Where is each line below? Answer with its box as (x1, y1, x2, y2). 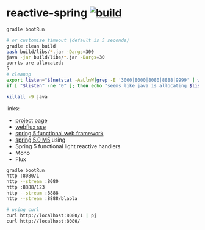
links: (6, 104, 20, 112)
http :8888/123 (6, 184, 45, 190)
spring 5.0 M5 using (15, 136, 66, 143)
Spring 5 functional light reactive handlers (15, 142, 121, 149)
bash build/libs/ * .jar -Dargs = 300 (6, 49, 95, 55)
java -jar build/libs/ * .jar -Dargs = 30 (6, 54, 105, 60)
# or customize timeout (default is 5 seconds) (6, 37, 130, 43)
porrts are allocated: (6, 60, 64, 66)
